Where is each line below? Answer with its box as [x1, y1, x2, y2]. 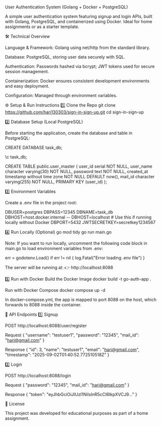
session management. [5, 69, 49, 74]
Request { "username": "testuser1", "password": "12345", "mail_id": [5, 332, 140, 338]
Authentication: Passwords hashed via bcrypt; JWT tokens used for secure [5, 63, 155, 69]
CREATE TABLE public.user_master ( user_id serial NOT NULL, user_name [5, 163, 153, 169]
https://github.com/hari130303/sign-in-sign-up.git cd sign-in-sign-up [5, 109, 144, 115]
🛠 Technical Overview [5, 33, 50, 39]
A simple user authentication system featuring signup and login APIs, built [5, 14, 153, 19]
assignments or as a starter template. [5, 24, 80, 30]
